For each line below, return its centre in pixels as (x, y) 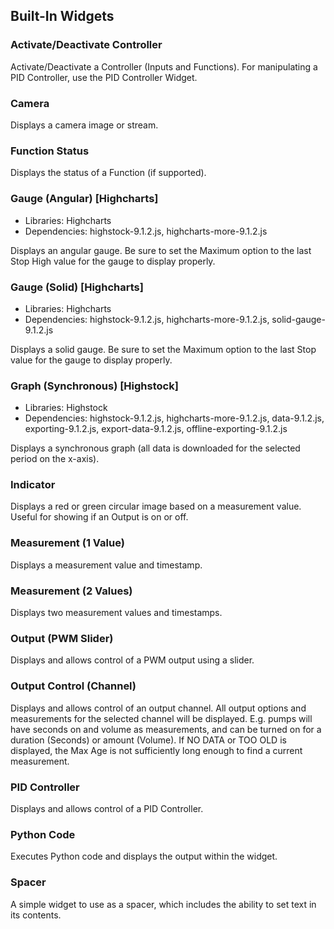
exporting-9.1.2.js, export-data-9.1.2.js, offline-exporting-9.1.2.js (156, 429)
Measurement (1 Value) (67, 543)
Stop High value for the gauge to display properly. (113, 261)
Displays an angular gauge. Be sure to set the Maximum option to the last (161, 250)
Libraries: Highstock (66, 408)
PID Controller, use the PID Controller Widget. (104, 77)
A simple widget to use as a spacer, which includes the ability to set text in (163, 904)
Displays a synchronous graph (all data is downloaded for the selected (155, 448)
